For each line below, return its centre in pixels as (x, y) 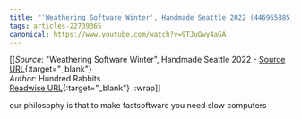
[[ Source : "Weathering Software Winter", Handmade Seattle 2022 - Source (147, 60)
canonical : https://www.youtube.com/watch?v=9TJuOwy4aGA (118, 34)
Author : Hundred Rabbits (55, 79)
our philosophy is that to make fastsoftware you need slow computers (138, 106)
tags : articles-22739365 (56, 26)
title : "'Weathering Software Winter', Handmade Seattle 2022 (128, 17)
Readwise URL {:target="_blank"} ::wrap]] (85, 88)
